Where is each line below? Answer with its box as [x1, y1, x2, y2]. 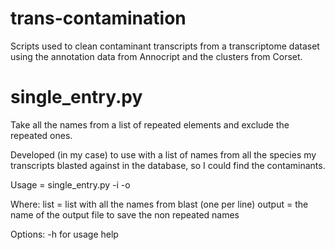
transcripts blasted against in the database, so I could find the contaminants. [10, 159, 326, 171]
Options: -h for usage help [10, 228, 119, 240]
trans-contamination [10, 7, 187, 30]
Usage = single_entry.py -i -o [10, 178, 131, 191]
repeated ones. [10, 129, 73, 141]
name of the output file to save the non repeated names [10, 208, 240, 221]
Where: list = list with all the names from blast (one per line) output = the [10, 198, 309, 210]
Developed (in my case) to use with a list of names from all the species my [10, 148, 317, 161]
